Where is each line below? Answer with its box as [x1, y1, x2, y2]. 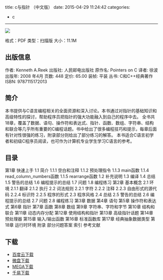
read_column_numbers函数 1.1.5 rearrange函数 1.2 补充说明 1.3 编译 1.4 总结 [5, 174, 156, 179]
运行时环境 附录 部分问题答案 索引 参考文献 [15, 222, 101, 228]
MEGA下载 [12, 264, 33, 270]
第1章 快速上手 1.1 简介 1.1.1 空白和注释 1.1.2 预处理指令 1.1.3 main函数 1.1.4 [5, 167, 149, 174]
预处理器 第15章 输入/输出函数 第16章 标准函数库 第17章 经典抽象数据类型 [5, 216, 150, 222]
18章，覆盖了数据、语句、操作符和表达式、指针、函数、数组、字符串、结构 [5, 120, 154, 125]
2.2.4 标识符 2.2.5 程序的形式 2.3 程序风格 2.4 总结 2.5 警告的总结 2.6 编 [10, 192, 155, 198]
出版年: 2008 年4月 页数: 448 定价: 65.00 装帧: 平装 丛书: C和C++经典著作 [5, 73, 153, 79]
